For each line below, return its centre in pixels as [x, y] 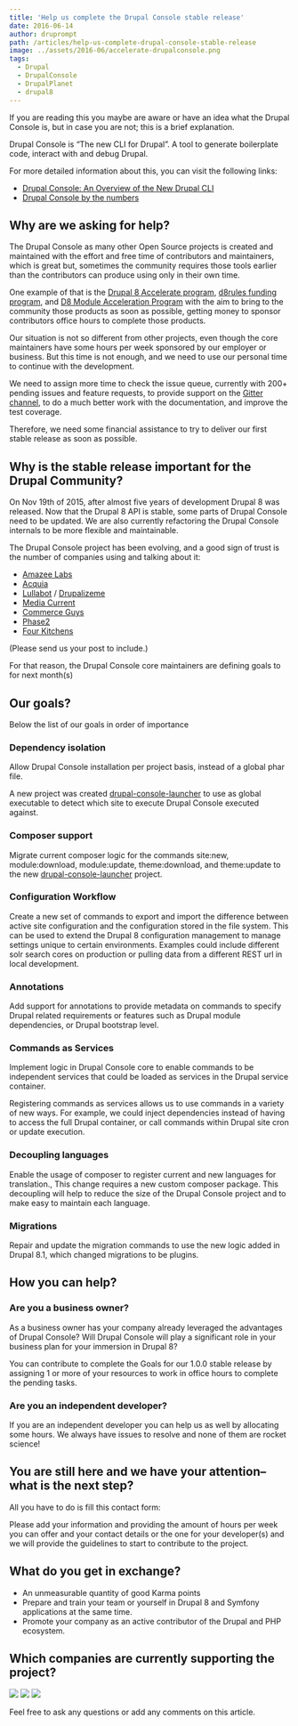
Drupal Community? [66, 480]
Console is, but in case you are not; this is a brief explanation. [122, 126]
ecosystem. [43, 1631]
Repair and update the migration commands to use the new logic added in [145, 1245]
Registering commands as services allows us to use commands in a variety [147, 1104]
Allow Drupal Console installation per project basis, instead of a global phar [147, 767]
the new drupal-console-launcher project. [86, 874]
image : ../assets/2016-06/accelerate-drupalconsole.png [115, 51]
